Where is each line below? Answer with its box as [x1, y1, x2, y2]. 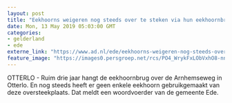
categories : [7, 29, 41, 36]
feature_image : [7, 55, 51, 62]
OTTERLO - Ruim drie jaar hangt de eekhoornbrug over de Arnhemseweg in [7, 73, 222, 82]
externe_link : [7, 49, 48, 56]
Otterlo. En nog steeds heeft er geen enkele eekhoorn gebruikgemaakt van [7, 80, 220, 89]
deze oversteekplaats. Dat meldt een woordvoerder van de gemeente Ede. [7, 88, 219, 96]
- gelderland [7, 36, 45, 43]
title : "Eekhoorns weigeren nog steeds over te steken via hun [7, 16, 193, 23]
